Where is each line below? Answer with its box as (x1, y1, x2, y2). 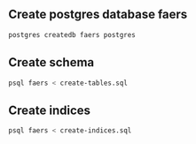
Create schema (8, 55, 95, 70)
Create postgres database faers (8, 7, 188, 22)
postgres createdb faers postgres (8, 30, 137, 39)
